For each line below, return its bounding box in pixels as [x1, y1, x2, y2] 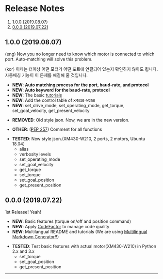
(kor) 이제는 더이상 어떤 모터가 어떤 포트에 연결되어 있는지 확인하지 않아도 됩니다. [5, 66, 158, 72]
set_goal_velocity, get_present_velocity [12, 108, 90, 113]
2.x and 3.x [12, 248, 35, 254]
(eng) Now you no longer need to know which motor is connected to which [5, 51, 155, 57]
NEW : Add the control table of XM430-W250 [12, 97, 96, 103]
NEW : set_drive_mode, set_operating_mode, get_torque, [12, 102, 125, 108]
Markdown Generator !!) [12, 233, 59, 240]
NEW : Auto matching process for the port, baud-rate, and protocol [12, 82, 149, 88]
